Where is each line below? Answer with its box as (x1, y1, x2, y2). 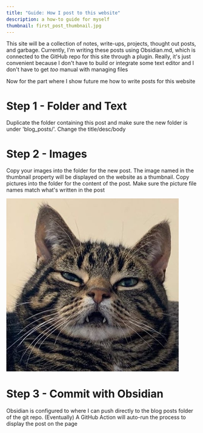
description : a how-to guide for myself (6, 16, 110, 23)
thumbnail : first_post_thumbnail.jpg (6, 23, 102, 29)
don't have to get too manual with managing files (6, 66, 128, 73)
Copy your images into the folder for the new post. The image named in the (6, 167, 194, 175)
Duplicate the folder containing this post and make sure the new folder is (6, 119, 188, 126)
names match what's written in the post (6, 186, 105, 194)
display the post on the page (6, 420, 78, 428)
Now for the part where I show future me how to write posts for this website (6, 78, 196, 85)
